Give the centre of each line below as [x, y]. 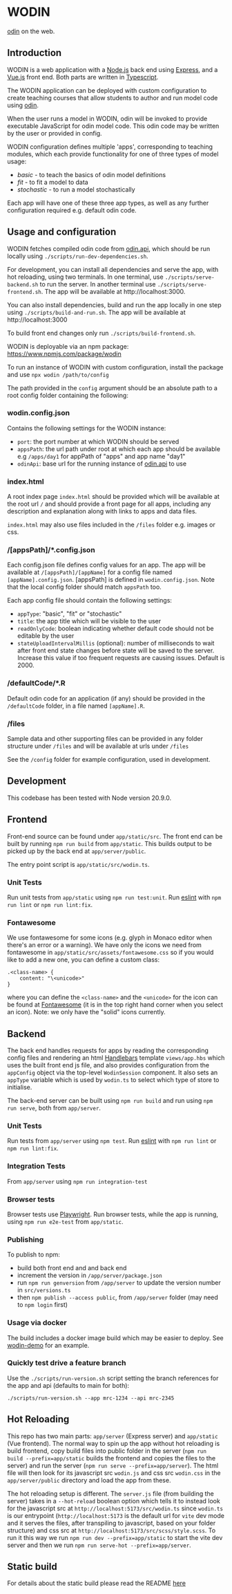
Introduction [35, 53]
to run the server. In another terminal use [98, 284]
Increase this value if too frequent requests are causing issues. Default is [121, 658]
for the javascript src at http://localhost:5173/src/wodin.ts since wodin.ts [115, 1508]
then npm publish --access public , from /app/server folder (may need [118, 1297]
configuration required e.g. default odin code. [72, 210]
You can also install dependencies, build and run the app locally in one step [114, 304]
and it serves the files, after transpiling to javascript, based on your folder [112, 1523]
